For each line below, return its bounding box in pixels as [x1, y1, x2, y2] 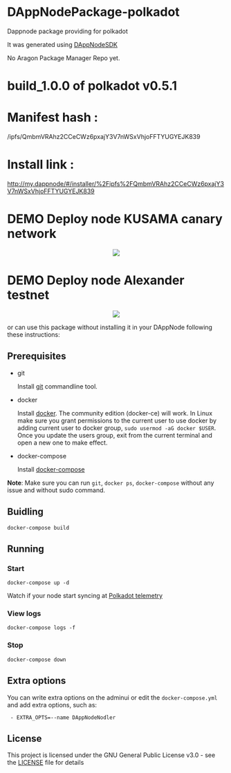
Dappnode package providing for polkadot [7, 27, 128, 35]
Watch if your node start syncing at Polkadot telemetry [7, 592, 163, 600]
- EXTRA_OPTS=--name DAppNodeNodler [10, 714, 116, 721]
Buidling [7, 506, 44, 518]
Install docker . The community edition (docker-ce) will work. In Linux [17, 409, 213, 417]
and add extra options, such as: [7, 700, 98, 709]
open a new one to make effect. [17, 438, 108, 447]
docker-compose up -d [7, 579, 70, 586]
